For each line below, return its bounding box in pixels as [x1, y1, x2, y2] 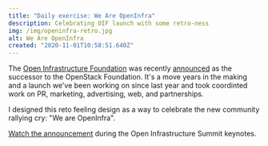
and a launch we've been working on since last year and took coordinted [8, 81, 248, 91]
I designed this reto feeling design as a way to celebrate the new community [8, 105, 260, 115]
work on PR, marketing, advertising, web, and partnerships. [8, 89, 204, 99]
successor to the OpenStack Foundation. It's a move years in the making [8, 72, 248, 82]
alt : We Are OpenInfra [8, 34, 84, 43]
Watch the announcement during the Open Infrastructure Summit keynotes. [8, 129, 257, 139]
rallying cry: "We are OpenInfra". [8, 113, 116, 123]
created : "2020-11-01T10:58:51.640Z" [8, 42, 134, 50]
